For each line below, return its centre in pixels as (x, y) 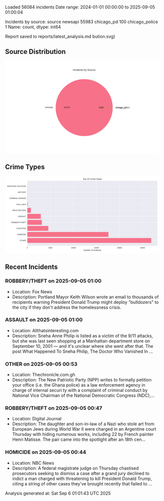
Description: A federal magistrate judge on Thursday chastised (75, 468)
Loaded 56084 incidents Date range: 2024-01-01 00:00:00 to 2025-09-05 (80, 7)
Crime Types (25, 167)
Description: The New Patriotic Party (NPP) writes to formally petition (82, 380)
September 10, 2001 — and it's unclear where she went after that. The (82, 346)
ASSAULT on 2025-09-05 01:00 (44, 320)
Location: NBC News (33, 463)
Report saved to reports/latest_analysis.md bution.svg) (60, 36)
